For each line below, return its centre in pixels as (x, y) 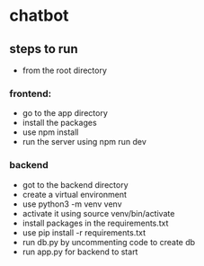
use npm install (50, 132)
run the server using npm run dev (84, 142)
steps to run (44, 49)
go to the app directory (65, 113)
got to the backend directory (75, 184)
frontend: (31, 93)
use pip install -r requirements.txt (84, 232)
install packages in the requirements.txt (95, 223)
